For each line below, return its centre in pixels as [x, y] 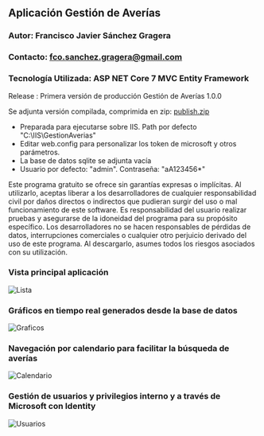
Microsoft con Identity [52, 407]
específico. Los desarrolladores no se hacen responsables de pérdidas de [130, 227]
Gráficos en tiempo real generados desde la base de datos [123, 310]
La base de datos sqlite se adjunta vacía [85, 160]
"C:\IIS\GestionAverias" [58, 135]
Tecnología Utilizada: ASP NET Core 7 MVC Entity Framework [129, 79]
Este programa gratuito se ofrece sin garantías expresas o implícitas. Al [125, 184]
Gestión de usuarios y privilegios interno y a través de [115, 396]
